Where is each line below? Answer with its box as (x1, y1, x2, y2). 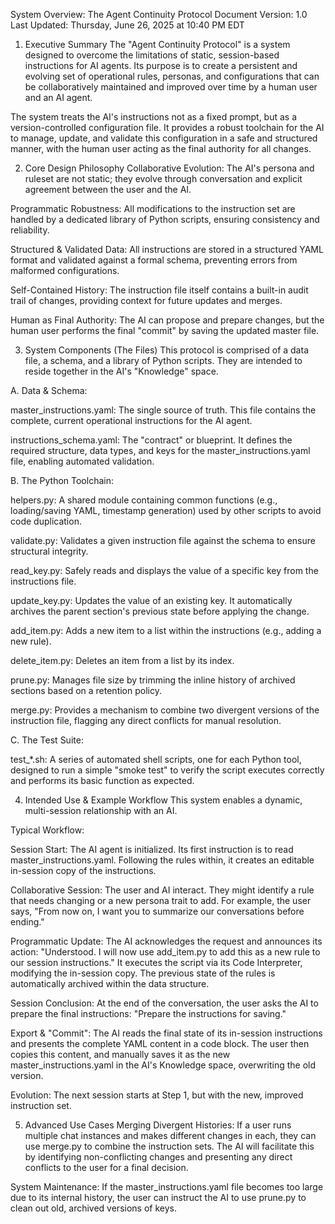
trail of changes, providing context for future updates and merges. (10, 295, 283, 306)
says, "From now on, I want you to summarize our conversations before (10, 905, 305, 917)
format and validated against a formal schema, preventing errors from (10, 254, 298, 266)
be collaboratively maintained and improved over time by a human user (24, 81, 318, 93)
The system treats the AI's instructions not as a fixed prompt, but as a (10, 111, 298, 123)
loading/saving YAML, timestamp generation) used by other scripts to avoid (10, 505, 322, 516)
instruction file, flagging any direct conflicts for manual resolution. (10, 715, 282, 726)
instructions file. (10, 575, 77, 587)
